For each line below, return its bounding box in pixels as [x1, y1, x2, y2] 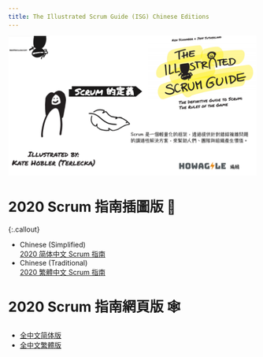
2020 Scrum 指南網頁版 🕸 [8, 298, 181, 316]
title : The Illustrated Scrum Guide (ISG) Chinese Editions [8, 13, 210, 20]
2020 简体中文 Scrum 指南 [19, 249, 106, 259]
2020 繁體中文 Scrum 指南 [19, 268, 106, 277]
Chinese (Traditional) [19, 258, 88, 268]
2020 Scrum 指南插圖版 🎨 [8, 198, 176, 216]
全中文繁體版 [19, 340, 61, 350]
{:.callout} [8, 225, 41, 234]
